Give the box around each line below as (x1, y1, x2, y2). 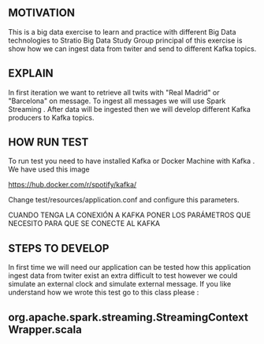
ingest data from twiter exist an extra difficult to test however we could (8, 271, 238, 280)
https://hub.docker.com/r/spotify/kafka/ (8, 180, 137, 190)
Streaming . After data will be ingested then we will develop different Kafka (8, 104, 251, 113)
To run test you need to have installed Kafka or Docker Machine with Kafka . (8, 157, 255, 166)
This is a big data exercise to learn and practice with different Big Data (8, 27, 236, 36)
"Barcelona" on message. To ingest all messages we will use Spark (8, 96, 226, 105)
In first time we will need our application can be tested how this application (8, 263, 251, 272)
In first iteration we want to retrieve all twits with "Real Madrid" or (8, 87, 220, 97)
